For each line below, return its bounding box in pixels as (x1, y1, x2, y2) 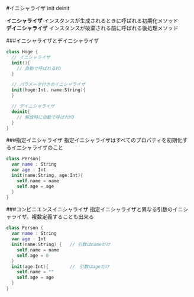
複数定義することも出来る (31, 213, 95, 220)
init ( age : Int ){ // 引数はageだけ (11, 263, 110, 270)
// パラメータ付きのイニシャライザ (11, 82, 86, 88)
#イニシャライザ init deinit (6, 5, 70, 11)
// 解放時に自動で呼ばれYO (17, 114, 75, 120)
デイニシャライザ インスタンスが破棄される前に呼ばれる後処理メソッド (6, 25, 179, 31)
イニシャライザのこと (11, 144, 63, 151)
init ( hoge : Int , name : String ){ (11, 87, 86, 93)
